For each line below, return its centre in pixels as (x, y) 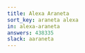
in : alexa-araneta (34, 26)
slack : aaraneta (30, 39)
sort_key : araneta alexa (43, 20)
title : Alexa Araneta (38, 13)
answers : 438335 (30, 33)
